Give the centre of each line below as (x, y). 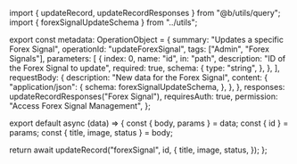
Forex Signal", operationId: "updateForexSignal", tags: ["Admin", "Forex (140, 49)
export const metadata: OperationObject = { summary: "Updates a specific (146, 40)
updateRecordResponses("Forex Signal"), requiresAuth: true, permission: (144, 96)
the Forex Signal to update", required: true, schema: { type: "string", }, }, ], (144, 68)
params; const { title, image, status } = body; (91, 132)
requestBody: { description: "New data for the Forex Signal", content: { (139, 78)
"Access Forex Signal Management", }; (80, 106)
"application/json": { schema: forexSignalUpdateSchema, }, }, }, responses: (147, 87)
